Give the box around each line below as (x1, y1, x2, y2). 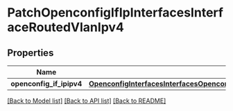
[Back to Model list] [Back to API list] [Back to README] (7, 97, 166, 105)
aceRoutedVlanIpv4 (7, 19, 125, 35)
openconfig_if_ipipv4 (10, 79, 83, 88)
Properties (7, 47, 54, 59)
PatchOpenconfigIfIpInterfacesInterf (7, 5, 224, 21)
